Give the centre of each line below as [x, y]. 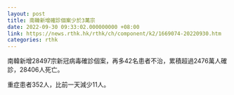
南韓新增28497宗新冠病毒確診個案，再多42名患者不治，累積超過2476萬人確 [117, 61]
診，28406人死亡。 [35, 70]
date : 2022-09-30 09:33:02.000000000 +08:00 [73, 27]
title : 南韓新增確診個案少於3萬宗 [51, 20]
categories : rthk [33, 40]
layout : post [26, 14]
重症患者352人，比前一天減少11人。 [59, 84]
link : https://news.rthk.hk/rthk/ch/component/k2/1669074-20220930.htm [114, 33]
